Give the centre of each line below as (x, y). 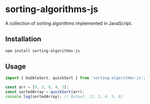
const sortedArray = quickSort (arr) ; (45, 92)
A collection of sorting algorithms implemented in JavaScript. (69, 23)
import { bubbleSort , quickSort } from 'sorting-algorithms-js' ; (75, 78)
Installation (23, 39)
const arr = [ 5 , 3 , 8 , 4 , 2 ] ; (37, 87)
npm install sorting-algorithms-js (43, 51)
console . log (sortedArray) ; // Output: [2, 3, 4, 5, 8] (64, 97)
